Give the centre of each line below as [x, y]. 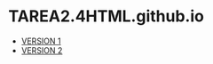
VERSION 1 [41, 41]
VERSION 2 [42, 50]
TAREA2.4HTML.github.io [106, 16]
